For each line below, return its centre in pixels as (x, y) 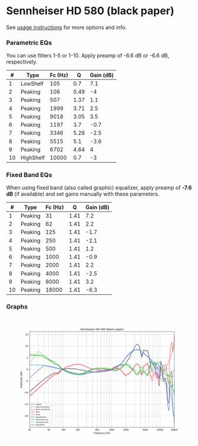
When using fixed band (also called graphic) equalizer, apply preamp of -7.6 (99, 188)
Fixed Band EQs (29, 175)
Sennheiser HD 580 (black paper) (90, 11)
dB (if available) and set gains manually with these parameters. (83, 194)
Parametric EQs (29, 43)
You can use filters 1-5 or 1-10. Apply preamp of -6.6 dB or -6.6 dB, (88, 56)
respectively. (22, 62)
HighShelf (33, 158)
